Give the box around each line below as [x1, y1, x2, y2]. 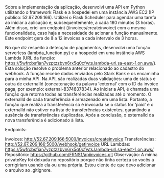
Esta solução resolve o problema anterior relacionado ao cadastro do [5, 65, 144, 71]
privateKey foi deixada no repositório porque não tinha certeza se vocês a [5, 157, 154, 162]
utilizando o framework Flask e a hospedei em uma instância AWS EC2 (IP [5, 9, 154, 15]
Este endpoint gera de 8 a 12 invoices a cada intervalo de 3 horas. [5, 35, 138, 41]
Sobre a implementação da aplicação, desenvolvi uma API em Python [5, 4, 145, 10]
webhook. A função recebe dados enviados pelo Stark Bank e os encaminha [5, 71, 160, 76]
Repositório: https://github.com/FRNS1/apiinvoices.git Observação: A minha [5, 152, 158, 158]
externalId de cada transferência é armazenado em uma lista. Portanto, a [5, 97, 152, 102]
